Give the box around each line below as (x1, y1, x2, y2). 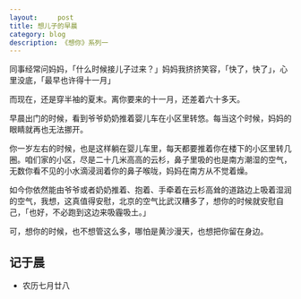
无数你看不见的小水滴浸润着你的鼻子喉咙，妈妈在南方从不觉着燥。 (9, 166, 253, 176)
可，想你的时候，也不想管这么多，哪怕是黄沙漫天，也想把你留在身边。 (9, 226, 269, 237)
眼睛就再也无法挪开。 (9, 124, 88, 135)
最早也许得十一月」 (44, 75, 116, 86)
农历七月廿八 (21, 280, 70, 291)
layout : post (9, 13, 74, 22)
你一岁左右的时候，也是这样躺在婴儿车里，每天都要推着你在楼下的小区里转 (9, 143, 284, 154)
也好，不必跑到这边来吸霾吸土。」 (28, 207, 150, 218)
